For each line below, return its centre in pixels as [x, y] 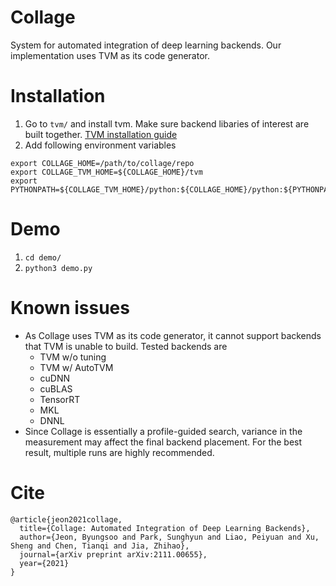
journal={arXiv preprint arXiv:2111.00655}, [113, 554]
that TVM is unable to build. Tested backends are [126, 346]
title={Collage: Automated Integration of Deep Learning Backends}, [165, 528]
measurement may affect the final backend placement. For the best [163, 442]
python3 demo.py [58, 268]
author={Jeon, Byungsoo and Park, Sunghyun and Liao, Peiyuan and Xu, [169, 537]
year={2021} [44, 563]
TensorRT [60, 399]
